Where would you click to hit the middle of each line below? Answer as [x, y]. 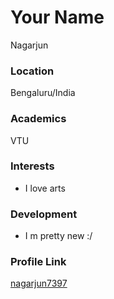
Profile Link [38, 262]
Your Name [57, 17]
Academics [38, 119]
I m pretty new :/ [58, 236]
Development [44, 214]
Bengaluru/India [43, 93]
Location [32, 71]
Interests [32, 166]
